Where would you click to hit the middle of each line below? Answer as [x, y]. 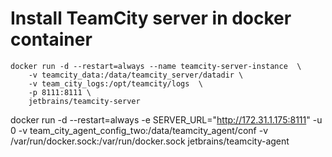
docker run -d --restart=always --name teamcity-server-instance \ [156, 66]
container [51, 39]
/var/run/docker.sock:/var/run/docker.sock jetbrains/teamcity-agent [150, 141]
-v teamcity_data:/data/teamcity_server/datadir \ [136, 75]
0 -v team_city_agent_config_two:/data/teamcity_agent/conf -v [139, 130]
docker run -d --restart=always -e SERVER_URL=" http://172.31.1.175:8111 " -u [166, 119]
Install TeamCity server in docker [151, 18]
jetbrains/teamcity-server [84, 101]
